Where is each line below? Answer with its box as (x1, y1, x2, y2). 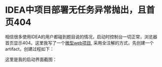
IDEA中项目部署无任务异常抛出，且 (5, 4, 146, 16)
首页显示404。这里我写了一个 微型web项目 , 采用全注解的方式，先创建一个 (5, 40, 154, 45)
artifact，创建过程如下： (5, 46, 54, 52)
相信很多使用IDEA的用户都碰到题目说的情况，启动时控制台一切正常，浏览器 (5, 34, 158, 40)
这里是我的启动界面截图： (5, 56, 57, 62)
